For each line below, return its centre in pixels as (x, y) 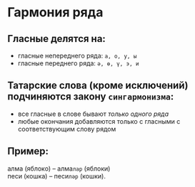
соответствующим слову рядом (67, 129)
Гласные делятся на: (56, 39)
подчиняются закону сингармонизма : (91, 97)
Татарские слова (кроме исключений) (98, 86)
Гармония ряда (55, 12)
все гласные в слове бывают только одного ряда (93, 114)
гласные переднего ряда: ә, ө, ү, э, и (78, 63)
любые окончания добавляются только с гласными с (99, 121)
